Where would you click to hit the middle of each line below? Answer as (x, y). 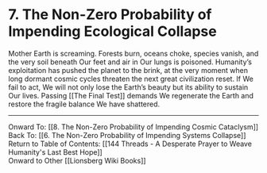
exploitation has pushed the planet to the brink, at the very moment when (128, 70)
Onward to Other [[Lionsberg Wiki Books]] (77, 160)
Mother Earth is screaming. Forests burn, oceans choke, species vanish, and (133, 53)
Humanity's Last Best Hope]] (56, 152)
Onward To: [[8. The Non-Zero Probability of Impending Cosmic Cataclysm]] (133, 127)
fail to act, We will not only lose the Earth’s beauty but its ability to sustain (128, 87)
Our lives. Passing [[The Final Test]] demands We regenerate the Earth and (131, 95)
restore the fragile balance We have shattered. (84, 104)
